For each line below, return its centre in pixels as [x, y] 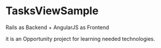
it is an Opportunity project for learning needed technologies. [80, 39]
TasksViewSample [52, 11]
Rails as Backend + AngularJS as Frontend [57, 27]
